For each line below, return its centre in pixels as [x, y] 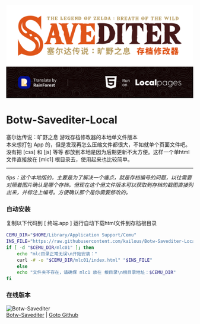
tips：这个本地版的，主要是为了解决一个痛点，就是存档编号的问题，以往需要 [99, 177]
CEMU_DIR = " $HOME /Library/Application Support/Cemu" [71, 235]
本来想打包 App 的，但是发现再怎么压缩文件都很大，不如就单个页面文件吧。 [99, 145]
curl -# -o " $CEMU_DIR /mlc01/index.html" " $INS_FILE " [85, 260]
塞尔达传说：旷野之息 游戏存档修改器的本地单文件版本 [72, 137]
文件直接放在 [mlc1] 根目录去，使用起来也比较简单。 [69, 159]
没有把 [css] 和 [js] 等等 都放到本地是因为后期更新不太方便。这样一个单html [98, 152]
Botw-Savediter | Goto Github [42, 315]
